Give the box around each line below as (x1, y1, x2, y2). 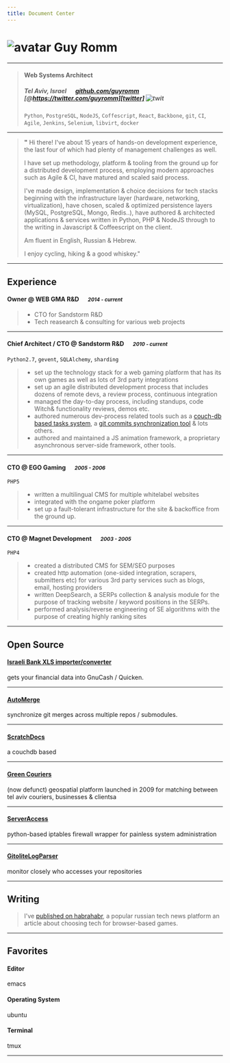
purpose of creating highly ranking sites (34, 613, 147, 621)
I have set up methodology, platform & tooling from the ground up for (23, 159, 218, 167)
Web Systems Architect (23, 71, 94, 80)
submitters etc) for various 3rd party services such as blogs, (34, 576, 205, 585)
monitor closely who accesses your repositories (7, 867, 142, 875)
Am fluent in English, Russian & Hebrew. (23, 236, 137, 245)
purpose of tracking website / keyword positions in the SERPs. (34, 598, 210, 607)
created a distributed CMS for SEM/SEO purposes (34, 561, 175, 570)
